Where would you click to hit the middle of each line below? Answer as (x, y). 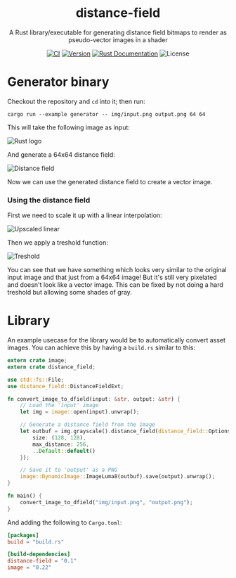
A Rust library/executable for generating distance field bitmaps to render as (118, 32)
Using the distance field (49, 200)
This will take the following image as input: (68, 127)
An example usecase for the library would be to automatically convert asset (117, 340)
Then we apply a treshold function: (58, 243)
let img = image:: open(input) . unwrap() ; (80, 412)
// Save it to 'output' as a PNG (69, 470)
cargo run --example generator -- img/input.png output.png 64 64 (106, 114)
